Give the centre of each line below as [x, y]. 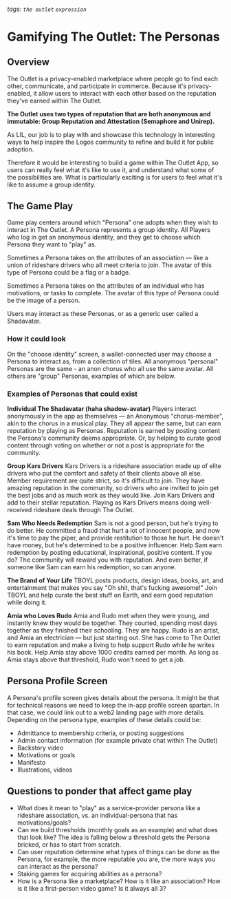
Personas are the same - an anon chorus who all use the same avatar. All [110, 368]
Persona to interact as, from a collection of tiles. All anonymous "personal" [113, 361]
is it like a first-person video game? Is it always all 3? [91, 888]
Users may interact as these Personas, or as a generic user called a [103, 314]
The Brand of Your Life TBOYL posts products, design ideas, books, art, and [115, 580]
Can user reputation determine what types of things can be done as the [118, 852]
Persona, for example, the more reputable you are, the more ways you [116, 859]
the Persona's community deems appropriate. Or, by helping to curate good [114, 438]
